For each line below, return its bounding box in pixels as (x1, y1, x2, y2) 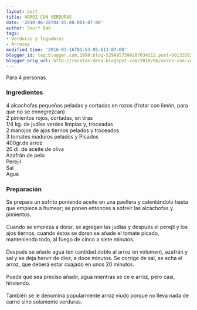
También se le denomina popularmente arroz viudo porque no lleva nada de (6, 292, 189, 299)
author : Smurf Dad (6, 25, 51, 31)
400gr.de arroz (6, 139, 43, 146)
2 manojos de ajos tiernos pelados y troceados (6, 127, 120, 134)
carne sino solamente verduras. (6, 298, 83, 305)
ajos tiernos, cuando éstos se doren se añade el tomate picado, (6, 230, 159, 237)
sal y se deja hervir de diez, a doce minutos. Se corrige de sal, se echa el (6, 255, 183, 262)
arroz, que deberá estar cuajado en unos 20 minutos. (6, 261, 135, 268)
